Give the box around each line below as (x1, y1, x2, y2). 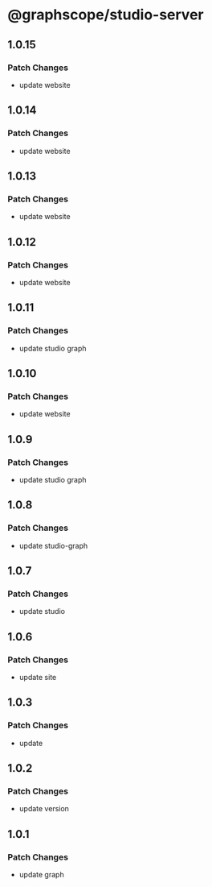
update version (18, 804, 70, 814)
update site (18, 673, 57, 682)
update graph (18, 870, 65, 880)
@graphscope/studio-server (7, 6, 204, 24)
